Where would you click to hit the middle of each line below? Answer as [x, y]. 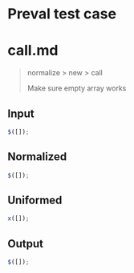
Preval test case [62, 14]
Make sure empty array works [77, 88]
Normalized [37, 157]
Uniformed [35, 200]
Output [25, 244]
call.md [33, 51]
